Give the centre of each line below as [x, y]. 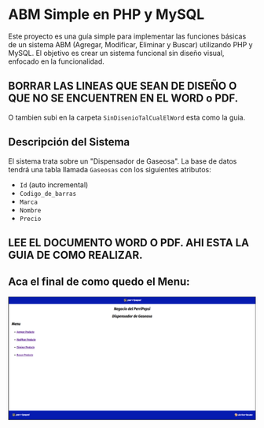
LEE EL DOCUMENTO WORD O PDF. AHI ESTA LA [129, 243]
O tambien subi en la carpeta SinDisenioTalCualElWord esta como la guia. [127, 117]
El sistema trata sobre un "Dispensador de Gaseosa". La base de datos [123, 161]
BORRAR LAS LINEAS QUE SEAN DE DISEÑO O [123, 86]
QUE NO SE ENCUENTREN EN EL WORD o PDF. [123, 99]
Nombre [30, 210]
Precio [30, 219]
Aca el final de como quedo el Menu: [99, 282]
